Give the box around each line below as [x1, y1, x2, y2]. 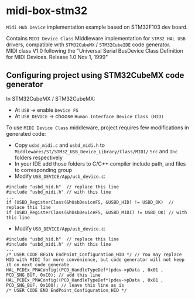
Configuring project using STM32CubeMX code [6, 70, 184, 80]
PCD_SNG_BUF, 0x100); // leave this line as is [6, 282, 125, 288]
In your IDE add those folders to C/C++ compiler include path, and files [14, 160, 186, 167]
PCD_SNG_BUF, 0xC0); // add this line [6, 272, 101, 278]
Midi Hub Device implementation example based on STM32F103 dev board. [6, 23, 188, 30]
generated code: [6, 130, 46, 137]
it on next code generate [6, 262, 69, 267]
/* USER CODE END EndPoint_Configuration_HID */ [6, 287, 127, 293]
